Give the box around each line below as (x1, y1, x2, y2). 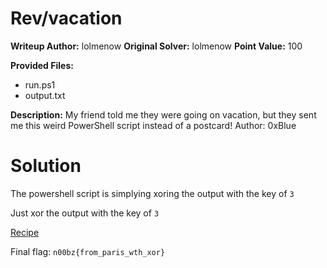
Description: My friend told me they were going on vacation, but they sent (10, 108, 317, 121)
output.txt (24, 89, 66, 101)
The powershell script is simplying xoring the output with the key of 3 (10, 187, 295, 199)
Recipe (10, 226, 40, 238)
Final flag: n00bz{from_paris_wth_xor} (10, 245, 166, 257)
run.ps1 (24, 78, 56, 91)
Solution (10, 155, 82, 177)
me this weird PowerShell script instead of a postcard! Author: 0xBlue (10, 119, 297, 131)
